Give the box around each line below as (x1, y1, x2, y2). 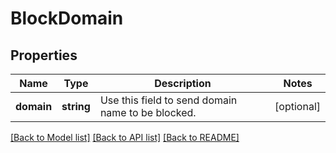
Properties (10, 47, 78, 64)
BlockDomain (10, 7, 124, 30)
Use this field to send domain (99, 93, 238, 107)
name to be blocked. (99, 106, 197, 119)
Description (154, 77, 212, 90)
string (61, 100, 91, 113)
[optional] (274, 100, 321, 113)
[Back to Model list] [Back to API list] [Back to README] (10, 132, 240, 143)
